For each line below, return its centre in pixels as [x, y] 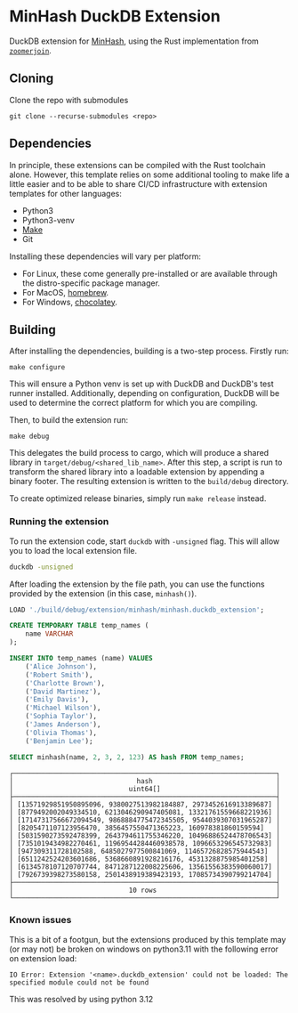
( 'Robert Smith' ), [59, 675]
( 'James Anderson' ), [63, 725]
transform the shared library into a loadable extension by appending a [137, 472]
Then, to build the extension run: [69, 420]
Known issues [40, 920]
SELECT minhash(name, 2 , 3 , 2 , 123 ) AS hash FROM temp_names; [127, 757]
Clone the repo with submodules [69, 100]
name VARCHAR [49, 634]
